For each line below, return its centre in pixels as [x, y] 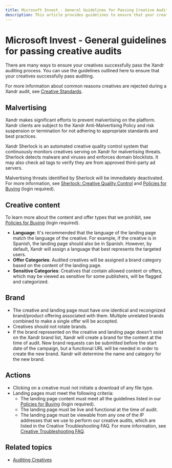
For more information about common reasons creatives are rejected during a [86, 86]
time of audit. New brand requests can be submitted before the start [85, 343]
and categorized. [31, 282]
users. [19, 255]
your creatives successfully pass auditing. [50, 76]
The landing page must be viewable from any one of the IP [82, 415]
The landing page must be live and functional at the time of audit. [89, 409]
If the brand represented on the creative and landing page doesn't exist [88, 332]
